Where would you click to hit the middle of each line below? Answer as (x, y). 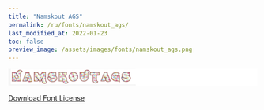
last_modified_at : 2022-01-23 (58, 33)
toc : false (26, 42)
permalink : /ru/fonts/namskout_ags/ (68, 25)
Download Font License (47, 98)
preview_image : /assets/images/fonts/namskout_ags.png (100, 50)
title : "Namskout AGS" (45, 16)
